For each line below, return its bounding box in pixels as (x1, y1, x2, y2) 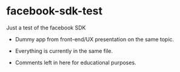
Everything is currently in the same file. (15, 47, 113, 55)
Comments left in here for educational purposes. (15, 59, 136, 66)
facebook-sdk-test (6, 4, 103, 18)
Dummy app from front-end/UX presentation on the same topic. (15, 35, 175, 43)
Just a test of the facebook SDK (6, 24, 86, 31)
